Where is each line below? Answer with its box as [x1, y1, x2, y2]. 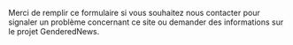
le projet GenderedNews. [8, 26, 100, 36]
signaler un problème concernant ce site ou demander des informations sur [8, 17, 284, 27]
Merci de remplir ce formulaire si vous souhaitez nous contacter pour [8, 8, 260, 18]
